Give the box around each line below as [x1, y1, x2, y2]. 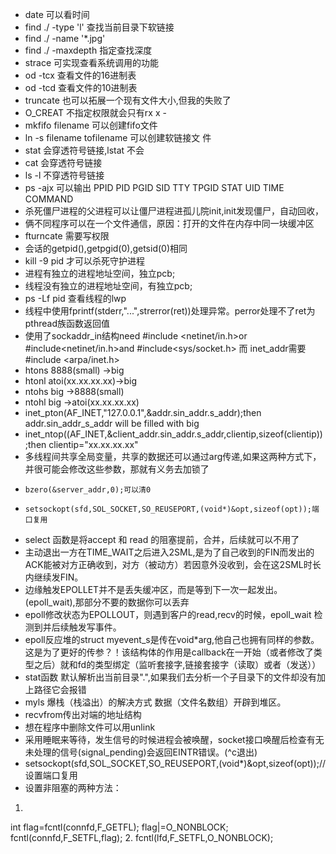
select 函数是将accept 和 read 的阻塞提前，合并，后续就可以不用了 [24, 534, 300, 545]
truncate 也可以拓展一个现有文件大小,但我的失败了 [24, 94, 232, 106]
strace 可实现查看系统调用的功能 [24, 57, 159, 68]
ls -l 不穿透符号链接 [24, 169, 105, 181]
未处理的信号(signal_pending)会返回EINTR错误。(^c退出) [24, 746, 258, 758]
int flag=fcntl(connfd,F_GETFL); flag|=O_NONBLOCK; [10, 821, 229, 833]
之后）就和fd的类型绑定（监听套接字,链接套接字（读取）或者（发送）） [33, 659, 322, 670]
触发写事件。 [68, 621, 122, 633]
